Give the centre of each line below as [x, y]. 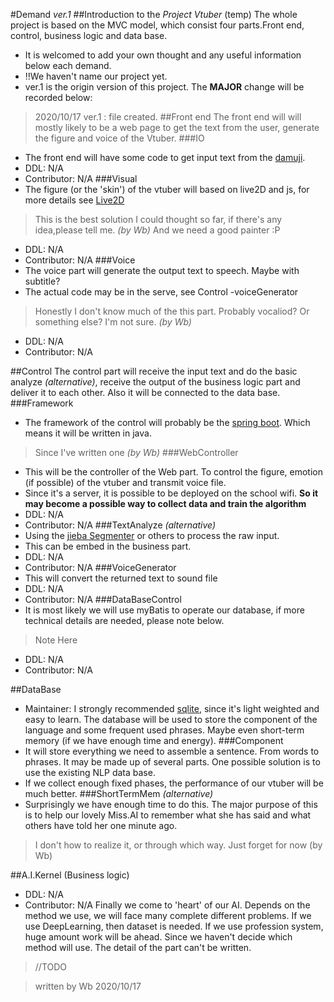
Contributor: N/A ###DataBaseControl [103, 599]
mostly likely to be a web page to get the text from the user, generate [177, 127]
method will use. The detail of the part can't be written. [138, 947]
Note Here [56, 640]
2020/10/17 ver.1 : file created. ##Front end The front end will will [168, 117]
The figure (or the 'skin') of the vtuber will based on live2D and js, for [167, 189]
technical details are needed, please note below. [124, 620]
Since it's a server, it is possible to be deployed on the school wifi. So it [171, 493]
